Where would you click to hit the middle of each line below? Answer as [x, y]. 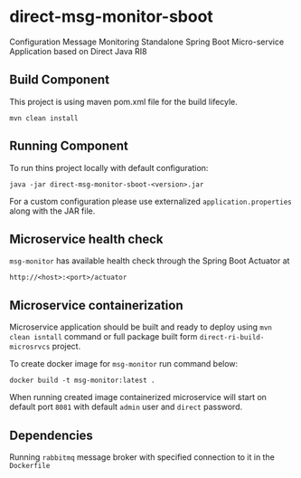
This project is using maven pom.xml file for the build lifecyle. [123, 101]
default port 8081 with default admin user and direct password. [126, 407]
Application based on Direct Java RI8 [78, 51]
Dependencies [51, 435]
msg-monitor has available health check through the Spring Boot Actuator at [150, 261]
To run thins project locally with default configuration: [109, 167]
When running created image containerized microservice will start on [138, 397]
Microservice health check [87, 239]
